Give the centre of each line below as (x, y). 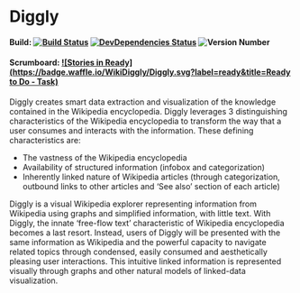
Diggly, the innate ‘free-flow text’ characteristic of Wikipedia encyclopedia (147, 223)
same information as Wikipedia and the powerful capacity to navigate (138, 242)
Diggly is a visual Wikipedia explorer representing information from (133, 204)
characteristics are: (45, 140)
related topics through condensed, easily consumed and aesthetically (139, 252)
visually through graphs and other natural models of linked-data (127, 270)
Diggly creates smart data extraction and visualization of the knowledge (143, 102)
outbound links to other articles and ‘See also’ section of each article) (151, 186)
